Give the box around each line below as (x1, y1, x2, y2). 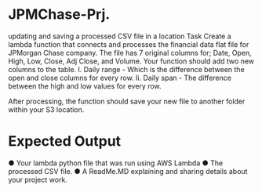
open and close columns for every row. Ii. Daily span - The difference (8, 73, 231, 82)
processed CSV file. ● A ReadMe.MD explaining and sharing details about (8, 166, 248, 176)
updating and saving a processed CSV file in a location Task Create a (8, 31, 231, 41)
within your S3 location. (8, 104, 85, 114)
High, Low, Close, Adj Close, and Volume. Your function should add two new (8, 56, 255, 66)
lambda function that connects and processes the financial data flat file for (8, 39, 249, 49)
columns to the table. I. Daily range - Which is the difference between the (8, 64, 245, 74)
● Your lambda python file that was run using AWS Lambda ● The (8, 158, 224, 168)
